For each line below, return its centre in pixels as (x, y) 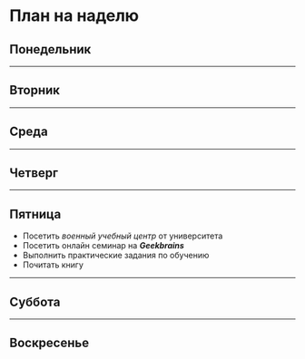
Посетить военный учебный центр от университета (123, 236)
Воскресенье (49, 343)
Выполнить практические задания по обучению (116, 256)
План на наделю (74, 16)
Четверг (34, 173)
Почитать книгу (53, 265)
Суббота (35, 301)
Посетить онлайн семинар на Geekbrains (103, 246)
